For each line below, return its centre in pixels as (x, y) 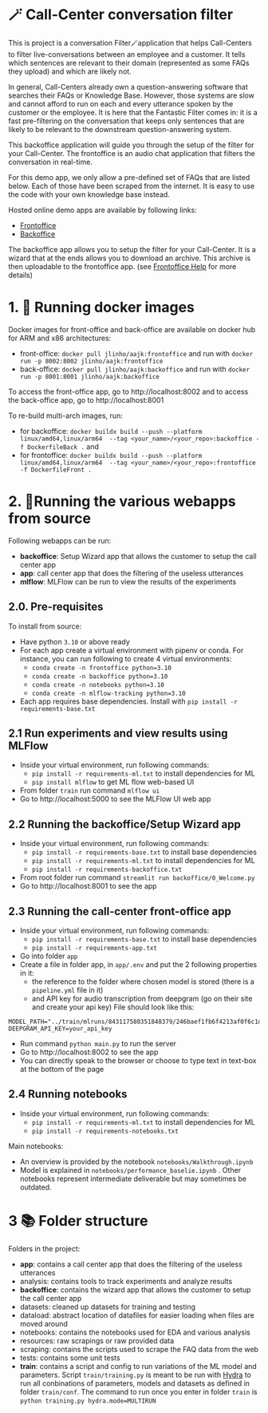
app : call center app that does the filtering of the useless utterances (132, 573)
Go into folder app (49, 956)
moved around (43, 1323)
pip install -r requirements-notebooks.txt (105, 1131)
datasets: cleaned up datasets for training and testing (108, 1307)
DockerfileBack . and (63, 446)
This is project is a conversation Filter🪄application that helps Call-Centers (130, 42)
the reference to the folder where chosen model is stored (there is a (143, 981)
